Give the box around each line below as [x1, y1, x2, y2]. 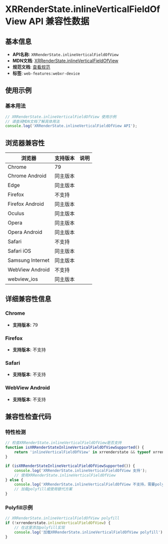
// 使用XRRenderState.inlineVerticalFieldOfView [14, 472, 116, 478]
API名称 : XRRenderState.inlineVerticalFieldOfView [12, 52, 119, 57]
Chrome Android [7, 172, 46, 179]
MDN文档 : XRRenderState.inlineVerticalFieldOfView [12, 58, 118, 64]
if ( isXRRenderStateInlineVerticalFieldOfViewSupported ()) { [5, 463, 135, 468]
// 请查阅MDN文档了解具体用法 [5, 119, 60, 124]
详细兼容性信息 [5, 295, 51, 303]
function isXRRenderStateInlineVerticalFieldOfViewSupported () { [5, 445, 144, 450]
